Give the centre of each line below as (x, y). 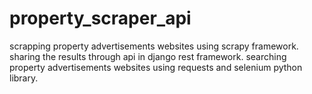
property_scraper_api (100, 18)
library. (24, 78)
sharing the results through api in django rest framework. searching (148, 56)
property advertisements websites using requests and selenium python (156, 67)
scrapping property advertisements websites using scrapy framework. (154, 46)
